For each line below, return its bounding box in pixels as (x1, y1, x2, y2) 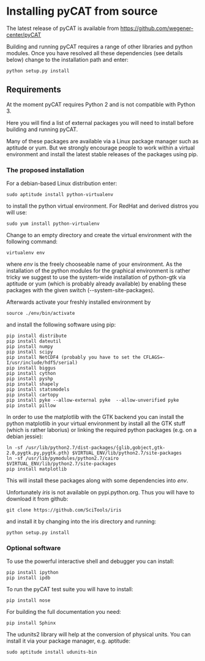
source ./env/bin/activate (6, 311, 75, 317)
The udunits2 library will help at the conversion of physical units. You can (6, 631, 191, 638)
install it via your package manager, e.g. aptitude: (6, 637, 130, 644)
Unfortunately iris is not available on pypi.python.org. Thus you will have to (6, 489, 195, 496)
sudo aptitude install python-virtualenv (6, 192, 114, 198)
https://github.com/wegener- (120, 25, 194, 32)
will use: (6, 209, 28, 216)
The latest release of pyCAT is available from (6, 25, 119, 32)
